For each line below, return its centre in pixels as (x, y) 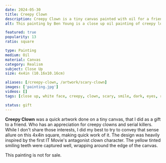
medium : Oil (17, 55)
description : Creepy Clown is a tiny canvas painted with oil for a (77, 19)
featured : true (21, 33)
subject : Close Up (24, 69)
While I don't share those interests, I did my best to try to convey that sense (82, 129)
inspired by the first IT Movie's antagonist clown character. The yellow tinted (83, 140)
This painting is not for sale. (33, 155)
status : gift (19, 105)
